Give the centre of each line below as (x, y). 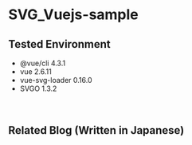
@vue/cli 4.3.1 (43, 63)
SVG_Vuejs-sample (74, 15)
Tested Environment (60, 44)
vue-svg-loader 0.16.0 (56, 80)
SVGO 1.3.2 (38, 88)
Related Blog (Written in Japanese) (96, 130)
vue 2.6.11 (35, 72)
